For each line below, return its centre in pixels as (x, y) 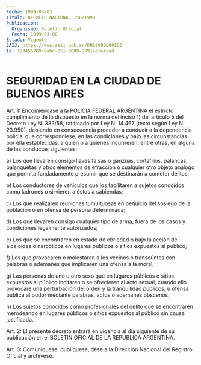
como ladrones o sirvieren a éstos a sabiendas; (65, 191)
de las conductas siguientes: (42, 149)
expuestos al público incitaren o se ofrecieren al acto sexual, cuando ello (97, 282)
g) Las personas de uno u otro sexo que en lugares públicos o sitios (90, 276)
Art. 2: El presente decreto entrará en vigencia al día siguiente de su (91, 331)
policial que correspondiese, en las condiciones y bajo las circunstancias (97, 136)
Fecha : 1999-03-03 (29, 12)
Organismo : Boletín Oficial (47, 29)
